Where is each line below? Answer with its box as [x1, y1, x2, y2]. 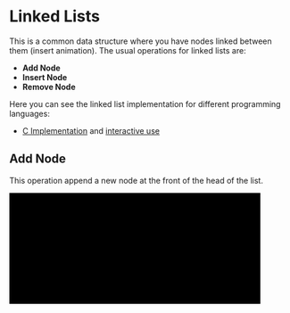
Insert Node [21, 71, 68, 82]
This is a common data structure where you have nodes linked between [9, 36, 272, 46]
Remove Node [21, 81, 76, 92]
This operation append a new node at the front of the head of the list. [9, 175, 263, 185]
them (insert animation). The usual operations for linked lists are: [9, 45, 247, 55]
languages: [9, 108, 51, 119]
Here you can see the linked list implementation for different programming [9, 98, 281, 109]
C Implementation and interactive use [21, 125, 161, 136]
